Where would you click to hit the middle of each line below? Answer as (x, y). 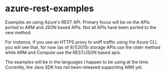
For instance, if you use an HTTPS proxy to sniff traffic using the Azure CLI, (82, 42)
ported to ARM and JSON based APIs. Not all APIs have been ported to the (81, 27)
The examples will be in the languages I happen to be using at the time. (77, 62)
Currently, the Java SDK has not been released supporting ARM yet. (74, 67)
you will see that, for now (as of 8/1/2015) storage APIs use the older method (83, 47)
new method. (18, 32)
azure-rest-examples (49, 9)
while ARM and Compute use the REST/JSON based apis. (63, 52)
